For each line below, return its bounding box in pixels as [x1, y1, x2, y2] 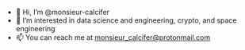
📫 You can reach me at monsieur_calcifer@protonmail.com [15, 33, 211, 42]
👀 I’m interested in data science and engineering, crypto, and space [15, 16, 237, 25]
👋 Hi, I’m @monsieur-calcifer [15, 8, 109, 16]
